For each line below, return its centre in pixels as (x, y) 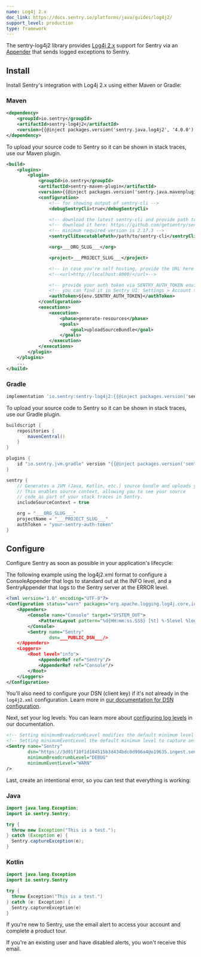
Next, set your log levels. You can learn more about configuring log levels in (99, 718)
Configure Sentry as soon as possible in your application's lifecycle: (90, 563)
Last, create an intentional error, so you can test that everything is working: (99, 780)
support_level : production (40, 23)
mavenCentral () (47, 436)
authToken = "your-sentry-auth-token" (65, 524)
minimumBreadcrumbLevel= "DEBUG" (68, 757)
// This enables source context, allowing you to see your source (101, 491)
